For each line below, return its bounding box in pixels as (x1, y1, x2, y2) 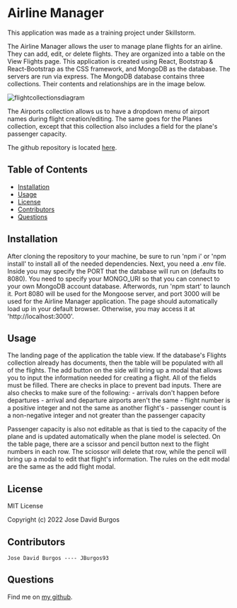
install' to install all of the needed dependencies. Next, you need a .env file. (7, 259, 226, 268)
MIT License (7, 502, 44, 510)
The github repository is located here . (7, 143, 117, 151)
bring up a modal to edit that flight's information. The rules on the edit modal (7, 455, 230, 464)
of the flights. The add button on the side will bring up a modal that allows (7, 366, 222, 375)
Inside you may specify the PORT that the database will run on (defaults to (7, 267, 224, 275)
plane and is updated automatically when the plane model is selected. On (7, 433, 221, 441)
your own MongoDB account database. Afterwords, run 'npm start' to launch (7, 281, 231, 291)
